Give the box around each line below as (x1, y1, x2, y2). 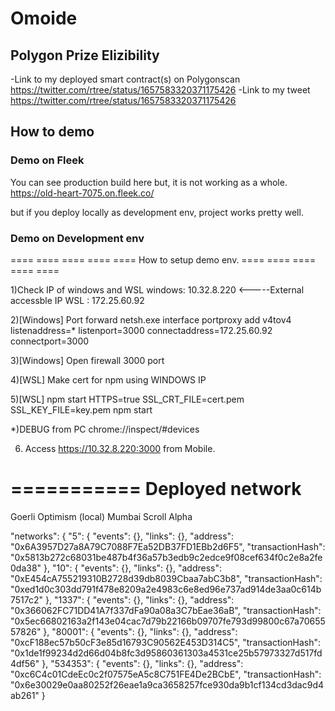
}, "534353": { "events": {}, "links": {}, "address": (41, 657, 244, 669)
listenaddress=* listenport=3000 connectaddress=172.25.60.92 (10, 324, 273, 336)
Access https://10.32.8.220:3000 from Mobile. (24, 442, 216, 454)
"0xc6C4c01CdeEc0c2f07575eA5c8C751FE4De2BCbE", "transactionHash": (10, 668, 322, 680)
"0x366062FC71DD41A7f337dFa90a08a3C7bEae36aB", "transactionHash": (10, 604, 322, 616)
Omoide (10, 7, 78, 30)
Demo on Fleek (10, 153, 85, 167)
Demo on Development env (10, 231, 145, 245)
